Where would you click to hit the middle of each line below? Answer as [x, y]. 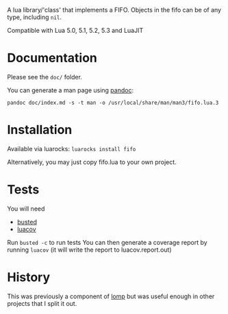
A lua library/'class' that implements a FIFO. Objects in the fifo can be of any [114, 10]
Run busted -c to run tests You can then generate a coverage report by [107, 242]
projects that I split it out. [42, 303]
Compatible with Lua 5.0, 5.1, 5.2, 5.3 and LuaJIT [75, 30]
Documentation [52, 58]
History [29, 277]
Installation [40, 130]
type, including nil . [35, 17]
